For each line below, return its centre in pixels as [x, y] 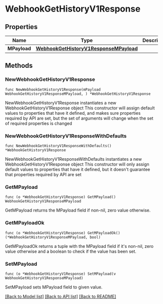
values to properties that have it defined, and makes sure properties [73, 113]
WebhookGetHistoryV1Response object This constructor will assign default [80, 108]
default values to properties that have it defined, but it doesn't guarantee [78, 169]
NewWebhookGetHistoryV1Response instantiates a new [61, 103]
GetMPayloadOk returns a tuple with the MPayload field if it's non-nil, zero [79, 246]
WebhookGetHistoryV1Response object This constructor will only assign [77, 164]
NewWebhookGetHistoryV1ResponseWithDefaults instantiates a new [73, 159]
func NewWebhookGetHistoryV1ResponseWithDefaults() [58, 146]
